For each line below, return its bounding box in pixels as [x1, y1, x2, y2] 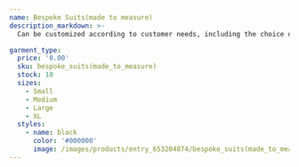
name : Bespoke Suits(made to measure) [9, 12, 153, 22]
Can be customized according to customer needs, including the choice [17, 29, 285, 38]
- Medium [25, 95, 58, 104]
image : [32, 145, 58, 154]
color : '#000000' [32, 137, 98, 146]
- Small [25, 86, 53, 96]
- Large [25, 103, 53, 112]
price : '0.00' [17, 54, 69, 63]
